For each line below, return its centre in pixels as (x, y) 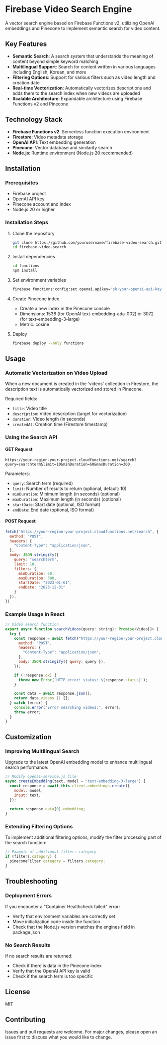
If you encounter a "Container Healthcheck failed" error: (63, 906)
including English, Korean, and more (49, 72)
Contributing (25, 1020)
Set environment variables (39, 280)
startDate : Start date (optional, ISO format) (56, 504)
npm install (25, 271)
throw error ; (28, 712)
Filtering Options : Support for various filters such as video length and (84, 77)
